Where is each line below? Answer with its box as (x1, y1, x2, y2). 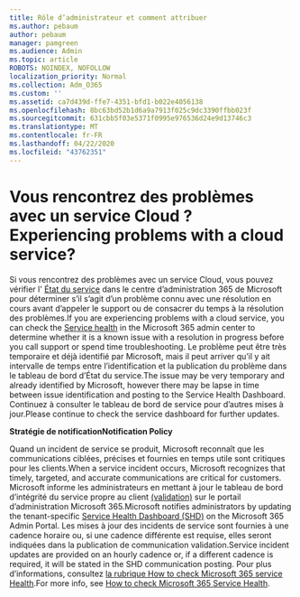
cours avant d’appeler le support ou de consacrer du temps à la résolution (9, 303, 284, 313)
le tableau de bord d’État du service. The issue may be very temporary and (9, 369, 286, 380)
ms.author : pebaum (9, 22, 78, 31)
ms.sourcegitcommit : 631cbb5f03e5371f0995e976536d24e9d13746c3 (9, 114, 252, 123)
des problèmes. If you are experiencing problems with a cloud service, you (9, 312, 286, 323)
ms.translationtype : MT (9, 123, 99, 132)
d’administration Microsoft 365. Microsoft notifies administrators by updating (9, 500, 292, 511)
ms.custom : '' (9, 89, 63, 98)
